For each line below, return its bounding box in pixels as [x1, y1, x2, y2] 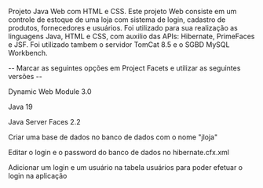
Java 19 [8, 102, 33, 111]
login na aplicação [8, 172, 68, 180]
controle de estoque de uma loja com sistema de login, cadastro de [8, 15, 226, 24]
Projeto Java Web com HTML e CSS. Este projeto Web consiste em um [8, 7, 237, 16]
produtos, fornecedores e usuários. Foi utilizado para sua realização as [8, 23, 238, 32]
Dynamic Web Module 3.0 [8, 87, 92, 96]
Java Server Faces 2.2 [8, 117, 81, 126]
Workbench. [8, 49, 48, 57]
